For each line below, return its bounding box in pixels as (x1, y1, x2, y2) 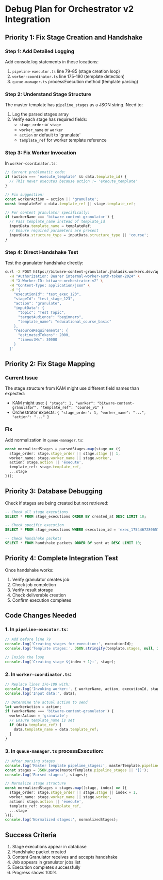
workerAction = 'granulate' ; (9, 713, 68, 718)
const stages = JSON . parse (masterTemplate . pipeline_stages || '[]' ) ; (5, 767, 149, 773)
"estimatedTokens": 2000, (17, 333, 70, 338)
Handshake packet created (12, 849, 66, 855)
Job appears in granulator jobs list (12, 859, 81, 865)
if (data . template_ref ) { (9, 723, 62, 727)
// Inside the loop (5, 655, 45, 660)
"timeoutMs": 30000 (17, 337, 57, 342)
